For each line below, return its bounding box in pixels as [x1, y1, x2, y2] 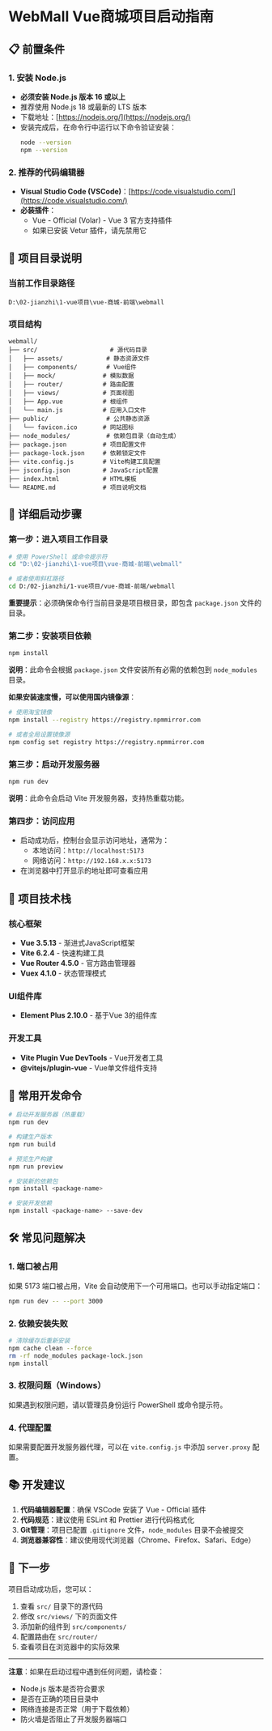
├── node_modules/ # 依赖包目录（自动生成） [8, 432, 181, 440]
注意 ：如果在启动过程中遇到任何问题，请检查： [8, 1666, 164, 1676]
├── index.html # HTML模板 [8, 474, 137, 483]
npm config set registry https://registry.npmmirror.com [8, 738, 205, 746]
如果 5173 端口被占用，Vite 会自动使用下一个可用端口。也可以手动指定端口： [8, 1281, 263, 1291]
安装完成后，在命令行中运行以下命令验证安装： [19, 122, 176, 132]
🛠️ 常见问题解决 [8, 1231, 86, 1245]
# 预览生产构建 [8, 1155, 53, 1163]
